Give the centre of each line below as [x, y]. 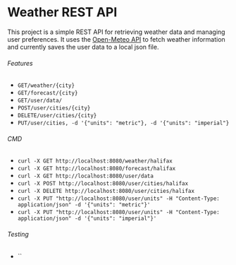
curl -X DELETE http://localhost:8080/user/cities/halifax [106, 192]
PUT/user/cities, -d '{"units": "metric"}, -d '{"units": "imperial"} [123, 123]
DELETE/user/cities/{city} [57, 116]
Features [20, 63]
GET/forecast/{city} [48, 93]
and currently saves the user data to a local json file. [83, 47]
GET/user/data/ [40, 101]
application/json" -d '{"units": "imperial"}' [87, 219]
